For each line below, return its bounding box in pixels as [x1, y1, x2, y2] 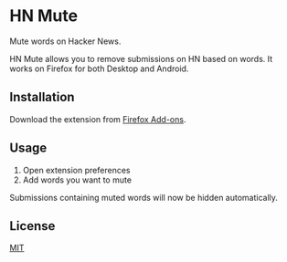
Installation [9, 89, 75, 105]
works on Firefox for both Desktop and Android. [9, 63, 189, 74]
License [9, 218, 56, 234]
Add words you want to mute [22, 174, 133, 185]
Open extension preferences [22, 164, 131, 175]
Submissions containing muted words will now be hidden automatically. [9, 192, 279, 203]
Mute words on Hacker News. [9, 36, 122, 47]
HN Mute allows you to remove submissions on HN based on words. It [9, 53, 273, 64]
